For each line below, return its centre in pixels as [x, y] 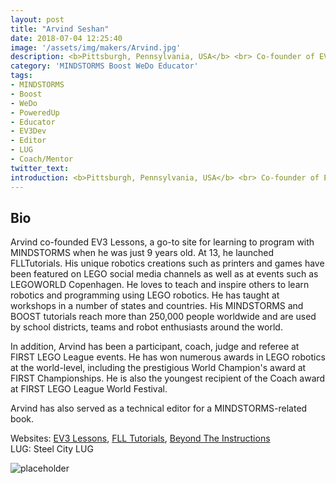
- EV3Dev [28, 131]
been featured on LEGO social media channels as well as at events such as [164, 274]
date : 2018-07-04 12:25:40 [66, 38]
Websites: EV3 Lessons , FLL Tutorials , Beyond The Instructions [140, 438]
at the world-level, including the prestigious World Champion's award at [158, 368]
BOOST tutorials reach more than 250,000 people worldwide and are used [163, 317]
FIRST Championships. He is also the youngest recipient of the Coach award [168, 378]
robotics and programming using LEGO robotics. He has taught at [145, 295]
